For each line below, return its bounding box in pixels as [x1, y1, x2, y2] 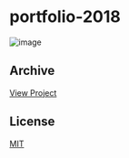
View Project [9, 87, 57, 98]
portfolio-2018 [9, 6, 121, 27]
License [9, 114, 55, 130]
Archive [9, 63, 55, 79]
